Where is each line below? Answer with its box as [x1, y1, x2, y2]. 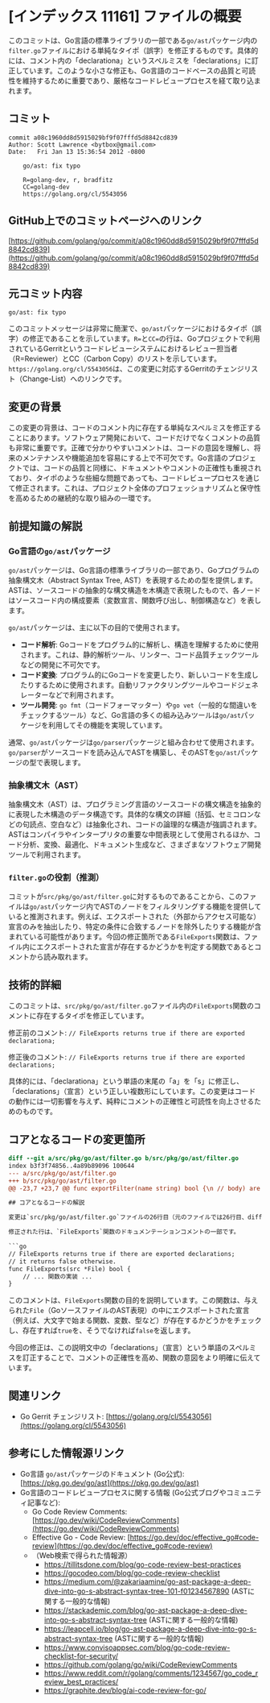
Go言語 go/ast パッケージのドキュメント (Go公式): [19, 1469, 185, 1478]
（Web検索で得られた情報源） [31, 1550, 133, 1560]
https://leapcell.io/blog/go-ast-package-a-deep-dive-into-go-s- [43, 1624, 257, 1634]
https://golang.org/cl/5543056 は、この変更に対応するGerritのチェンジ [8, 364, 245, 374]
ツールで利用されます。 [8, 850, 86, 860]
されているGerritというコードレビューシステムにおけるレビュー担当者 [8, 344, 239, 354]
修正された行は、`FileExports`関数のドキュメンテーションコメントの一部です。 [8, 1228, 240, 1237]
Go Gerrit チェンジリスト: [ [19, 1411, 109, 1422]
